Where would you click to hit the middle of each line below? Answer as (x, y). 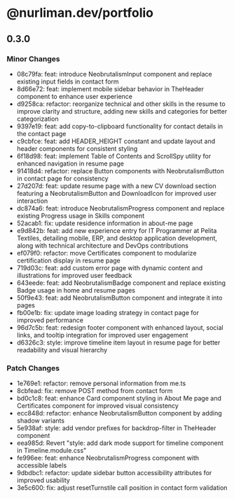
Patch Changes (33, 368)
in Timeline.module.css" (51, 451)
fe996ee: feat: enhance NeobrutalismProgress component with (108, 458)
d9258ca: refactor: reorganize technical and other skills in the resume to (121, 104)
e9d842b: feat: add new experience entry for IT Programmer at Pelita (117, 230)
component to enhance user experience (75, 96)
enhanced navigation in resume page (70, 164)
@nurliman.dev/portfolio (80, 13)
